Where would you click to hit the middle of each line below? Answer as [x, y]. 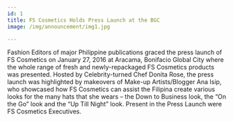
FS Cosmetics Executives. [45, 111]
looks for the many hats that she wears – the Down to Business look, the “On [117, 97]
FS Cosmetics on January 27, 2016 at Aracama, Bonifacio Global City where [115, 60]
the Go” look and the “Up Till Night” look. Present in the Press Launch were [115, 104]
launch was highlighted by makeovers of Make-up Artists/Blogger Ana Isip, [114, 82]
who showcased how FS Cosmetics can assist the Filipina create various [111, 89]
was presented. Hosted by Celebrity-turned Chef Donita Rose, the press [111, 74]
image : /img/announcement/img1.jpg [59, 26]
